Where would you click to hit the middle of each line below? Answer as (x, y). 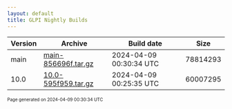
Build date (145, 43)
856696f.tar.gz (69, 63)
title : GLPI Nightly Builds (48, 20)
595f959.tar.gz (69, 83)
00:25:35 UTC (135, 83)
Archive (74, 43)
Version (24, 43)
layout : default (30, 13)
